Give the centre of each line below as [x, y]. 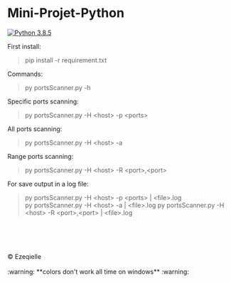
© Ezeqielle [24, 256]
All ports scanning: [35, 128]
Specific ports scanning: [43, 101]
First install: [24, 46]
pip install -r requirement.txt [66, 60]
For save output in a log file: [48, 184]
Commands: [25, 74]
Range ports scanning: [41, 156]
